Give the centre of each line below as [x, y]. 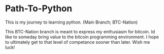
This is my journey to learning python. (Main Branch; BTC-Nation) [71, 22]
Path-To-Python [39, 9]
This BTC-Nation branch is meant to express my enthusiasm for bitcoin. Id [80, 31]
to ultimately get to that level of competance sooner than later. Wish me [78, 42]
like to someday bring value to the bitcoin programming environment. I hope [82, 37]
